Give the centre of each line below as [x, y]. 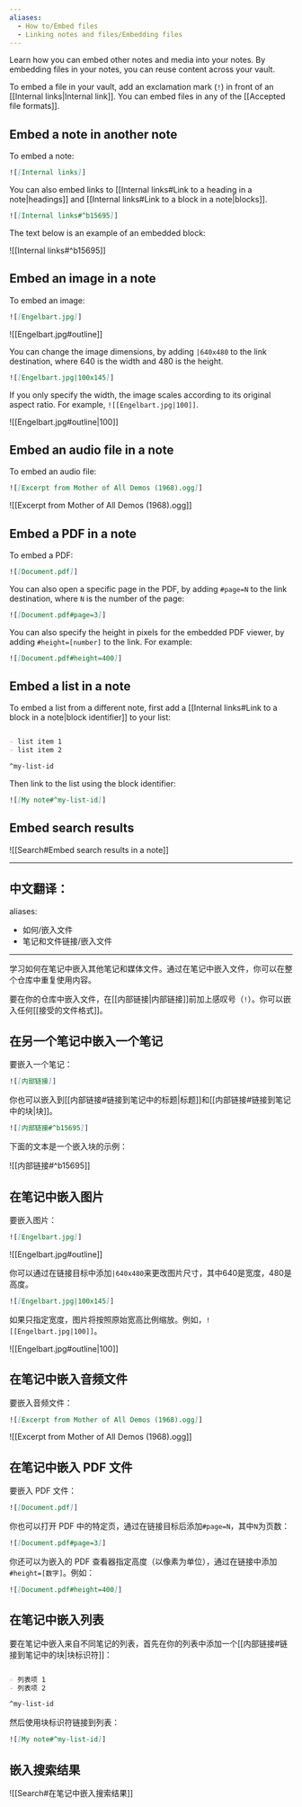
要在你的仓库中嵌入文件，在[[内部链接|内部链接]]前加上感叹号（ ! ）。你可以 [147, 999]
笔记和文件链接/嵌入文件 [67, 940]
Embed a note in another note [93, 135]
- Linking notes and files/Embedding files [100, 34]
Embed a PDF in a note [73, 533]
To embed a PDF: [41, 555]
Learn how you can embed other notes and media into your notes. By [138, 60]
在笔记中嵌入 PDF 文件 [71, 1467]
